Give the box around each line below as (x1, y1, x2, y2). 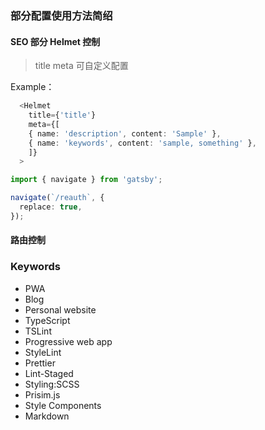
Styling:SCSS (24, 378, 80, 390)
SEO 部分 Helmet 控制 (10, 35, 101, 47)
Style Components (24, 399, 102, 411)
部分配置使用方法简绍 (10, 8, 113, 22)
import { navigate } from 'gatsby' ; (10, 175, 163, 185)
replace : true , (19, 202, 83, 212)
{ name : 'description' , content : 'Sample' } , (28, 128, 222, 139)
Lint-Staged (24, 367, 74, 379)
